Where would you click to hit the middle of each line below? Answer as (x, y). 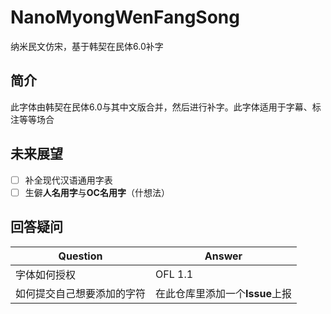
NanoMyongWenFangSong (125, 17)
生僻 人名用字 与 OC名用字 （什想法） (97, 192)
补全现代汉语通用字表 (68, 180)
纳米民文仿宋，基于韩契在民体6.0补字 (87, 46)
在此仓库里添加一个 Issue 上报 (223, 293)
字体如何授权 (46, 274)
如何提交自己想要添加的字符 (81, 293)
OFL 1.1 (174, 274)
